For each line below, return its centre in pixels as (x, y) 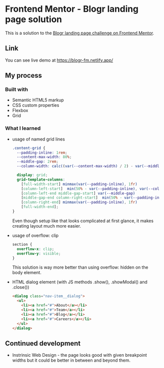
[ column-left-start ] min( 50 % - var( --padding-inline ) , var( (85, 189)
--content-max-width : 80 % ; (44, 157)
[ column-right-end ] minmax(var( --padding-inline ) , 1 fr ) (79, 202)
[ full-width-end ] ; (40, 207)
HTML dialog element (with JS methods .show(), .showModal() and (80, 282)
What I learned (23, 128)
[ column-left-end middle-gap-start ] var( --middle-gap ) (78, 193)
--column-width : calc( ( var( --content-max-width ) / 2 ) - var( (81, 166)
